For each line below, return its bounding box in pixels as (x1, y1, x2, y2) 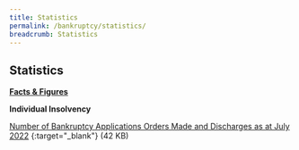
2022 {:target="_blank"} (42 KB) (9, 130, 129, 141)
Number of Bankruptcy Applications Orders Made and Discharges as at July (9, 121, 290, 132)
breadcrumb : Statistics (9, 29, 99, 38)
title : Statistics (9, 12, 78, 22)
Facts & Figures (9, 87, 69, 97)
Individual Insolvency (9, 104, 92, 114)
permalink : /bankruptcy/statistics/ (9, 21, 146, 30)
